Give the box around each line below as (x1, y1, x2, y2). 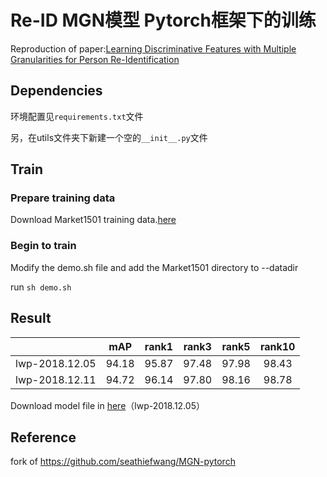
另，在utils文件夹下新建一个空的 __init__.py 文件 (10, 131, 208, 143)
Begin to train (10, 239, 77, 253)
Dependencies (10, 82, 103, 100)
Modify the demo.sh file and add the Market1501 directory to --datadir (10, 261, 299, 273)
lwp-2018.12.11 (15, 372, 97, 386)
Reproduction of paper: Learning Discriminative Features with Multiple (10, 42, 297, 55)
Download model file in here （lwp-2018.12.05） (10, 399, 205, 411)
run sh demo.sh (10, 281, 72, 293)
